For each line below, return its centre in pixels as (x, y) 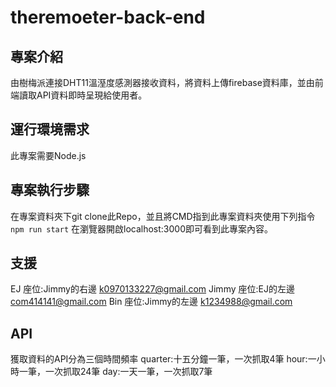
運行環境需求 (50, 129)
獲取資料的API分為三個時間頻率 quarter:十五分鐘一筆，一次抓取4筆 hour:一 (163, 359)
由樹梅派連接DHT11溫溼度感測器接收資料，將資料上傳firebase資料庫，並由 (162, 82)
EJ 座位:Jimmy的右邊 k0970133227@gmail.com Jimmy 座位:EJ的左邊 (152, 289)
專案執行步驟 (50, 190)
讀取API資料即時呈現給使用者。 (83, 95)
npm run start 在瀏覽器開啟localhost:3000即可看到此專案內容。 (142, 228)
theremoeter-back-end (108, 17)
